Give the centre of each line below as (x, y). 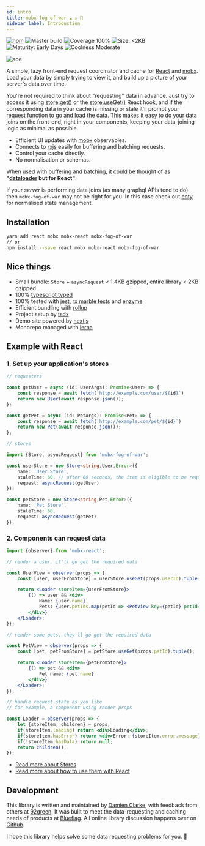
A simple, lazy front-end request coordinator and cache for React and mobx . (102, 71)
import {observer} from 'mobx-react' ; (56, 551)
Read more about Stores (46, 765)
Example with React (45, 346)
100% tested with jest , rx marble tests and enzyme (79, 301)
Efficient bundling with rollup (51, 307)
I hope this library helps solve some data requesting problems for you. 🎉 (97, 837)
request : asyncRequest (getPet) (57, 517)
